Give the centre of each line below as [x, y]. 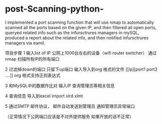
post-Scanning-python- [55, 9]
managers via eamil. [25, 43]
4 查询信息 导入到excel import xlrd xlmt [44, 96]
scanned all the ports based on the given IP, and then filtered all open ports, [81, 27]
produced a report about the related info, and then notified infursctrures [77, 38]
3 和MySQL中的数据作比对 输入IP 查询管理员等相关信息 [60, 85]
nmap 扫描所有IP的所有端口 [32, 59]
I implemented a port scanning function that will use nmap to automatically [80, 22]
